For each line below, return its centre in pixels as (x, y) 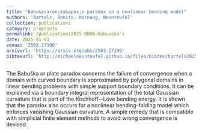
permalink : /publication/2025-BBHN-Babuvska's (66, 34)
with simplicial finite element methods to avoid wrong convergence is (92, 118)
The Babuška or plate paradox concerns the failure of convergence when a (99, 73)
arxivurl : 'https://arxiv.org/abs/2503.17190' (66, 51)
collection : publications (38, 23)
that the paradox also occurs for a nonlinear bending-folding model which (98, 105)
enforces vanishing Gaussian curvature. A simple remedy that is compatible (100, 111)
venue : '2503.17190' (32, 46)
